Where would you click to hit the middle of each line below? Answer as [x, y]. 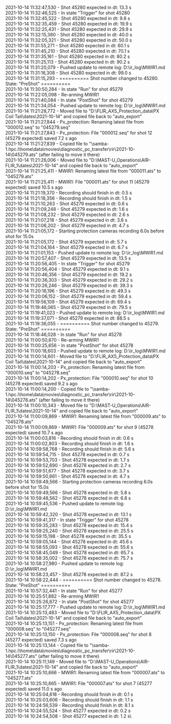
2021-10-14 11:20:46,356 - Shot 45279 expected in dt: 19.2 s [69, 275]
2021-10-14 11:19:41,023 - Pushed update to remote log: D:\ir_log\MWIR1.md [85, 313]
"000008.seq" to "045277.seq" [38, 629]
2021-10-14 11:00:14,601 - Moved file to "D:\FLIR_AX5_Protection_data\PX [82, 356]
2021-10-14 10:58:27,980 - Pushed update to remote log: [65, 563]
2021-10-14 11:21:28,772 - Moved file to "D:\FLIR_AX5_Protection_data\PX [82, 111]
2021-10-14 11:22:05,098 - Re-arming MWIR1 [52, 95]
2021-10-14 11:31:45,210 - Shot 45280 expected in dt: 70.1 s [68, 51]
